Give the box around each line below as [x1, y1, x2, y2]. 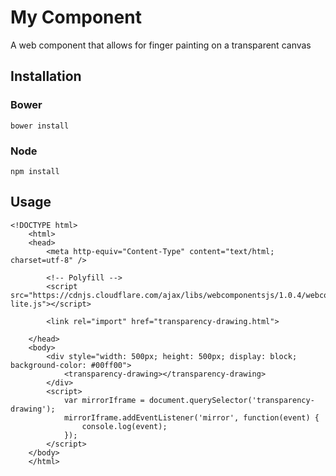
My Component [10, 6, 142, 29]
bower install [10, 121, 70, 131]
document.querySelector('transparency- [148, 395, 315, 405]
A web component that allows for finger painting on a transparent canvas [10, 39, 312, 51]
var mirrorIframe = [63, 395, 145, 405]
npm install [10, 166, 60, 176]
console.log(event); [81, 421, 168, 431]
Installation [10, 68, 82, 85]
